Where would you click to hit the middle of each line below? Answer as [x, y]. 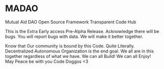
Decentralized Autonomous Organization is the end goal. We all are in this [80, 51]
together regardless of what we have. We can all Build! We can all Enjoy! [78, 56]
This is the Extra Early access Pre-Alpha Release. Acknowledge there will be [82, 31]
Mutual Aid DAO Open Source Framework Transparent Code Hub [71, 22]
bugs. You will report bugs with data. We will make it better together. [74, 36]
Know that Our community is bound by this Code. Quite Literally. [70, 46]
